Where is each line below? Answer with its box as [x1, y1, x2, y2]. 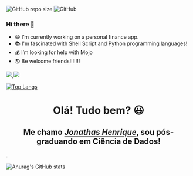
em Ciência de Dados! [79, 136, 161, 146]
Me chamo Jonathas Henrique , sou [23, 127, 155, 137]
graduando [36, 136, 78, 146]
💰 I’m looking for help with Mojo [14, 49, 93, 56]
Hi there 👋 [6, 20, 35, 28]
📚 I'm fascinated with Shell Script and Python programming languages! [14, 40, 188, 47]
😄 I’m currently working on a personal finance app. [14, 33, 139, 40]
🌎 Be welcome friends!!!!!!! [14, 57, 80, 65]
